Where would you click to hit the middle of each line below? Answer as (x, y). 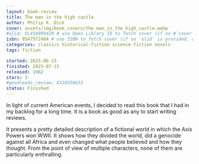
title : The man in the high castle (50, 17)
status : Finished (28, 89)
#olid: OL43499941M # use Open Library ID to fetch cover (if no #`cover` (100, 34)
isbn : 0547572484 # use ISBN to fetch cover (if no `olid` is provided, (98, 39)
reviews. (16, 118)
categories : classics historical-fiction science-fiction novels (88, 45)
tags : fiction (24, 50)
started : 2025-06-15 (32, 61)
